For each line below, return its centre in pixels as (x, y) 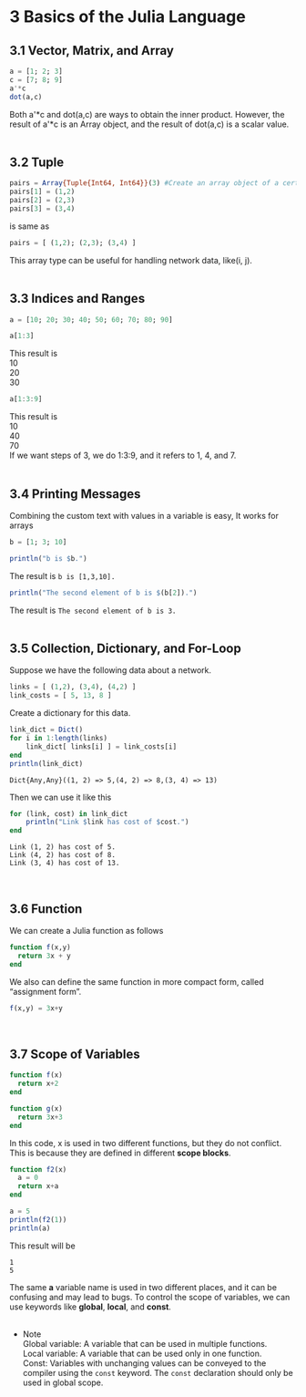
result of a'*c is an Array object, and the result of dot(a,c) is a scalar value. (149, 124)
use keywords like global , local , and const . (90, 1307)
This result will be (42, 1246)
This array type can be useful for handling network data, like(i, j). (131, 260)
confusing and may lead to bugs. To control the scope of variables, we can (150, 1297)
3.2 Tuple (37, 162)
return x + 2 (38, 1084)
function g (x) (36, 1108)
